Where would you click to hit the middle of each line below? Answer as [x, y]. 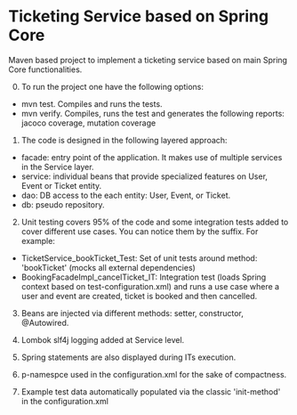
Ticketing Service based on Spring [138, 16]
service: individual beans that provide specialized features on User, [144, 176]
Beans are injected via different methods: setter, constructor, [132, 313]
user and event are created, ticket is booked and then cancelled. [139, 296]
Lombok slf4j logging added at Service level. [103, 339]
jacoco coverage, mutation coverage [88, 123]
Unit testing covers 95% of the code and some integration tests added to [155, 222]
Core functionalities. [45, 69]
